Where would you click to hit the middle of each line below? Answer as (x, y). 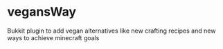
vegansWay (42, 12)
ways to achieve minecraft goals (53, 37)
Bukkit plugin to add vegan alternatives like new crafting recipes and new (111, 31)
